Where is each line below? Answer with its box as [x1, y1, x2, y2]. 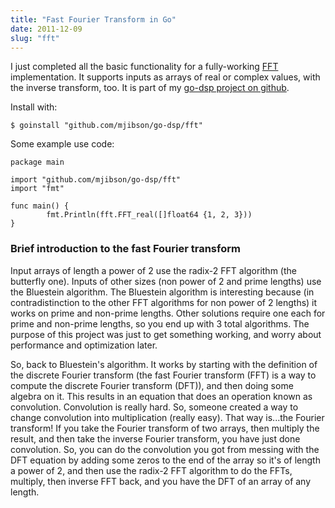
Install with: [10, 101, 58, 113]
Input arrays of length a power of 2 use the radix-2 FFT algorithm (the [10, 264, 297, 276]
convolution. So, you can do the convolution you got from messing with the [10, 443, 320, 455]
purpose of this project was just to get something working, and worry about [10, 328, 322, 340]
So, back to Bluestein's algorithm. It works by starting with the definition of [10, 358, 318, 370]
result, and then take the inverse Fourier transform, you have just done [10, 432, 301, 445]
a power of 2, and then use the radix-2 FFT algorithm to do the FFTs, [10, 464, 293, 476]
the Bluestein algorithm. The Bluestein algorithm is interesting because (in [10, 286, 315, 298]
